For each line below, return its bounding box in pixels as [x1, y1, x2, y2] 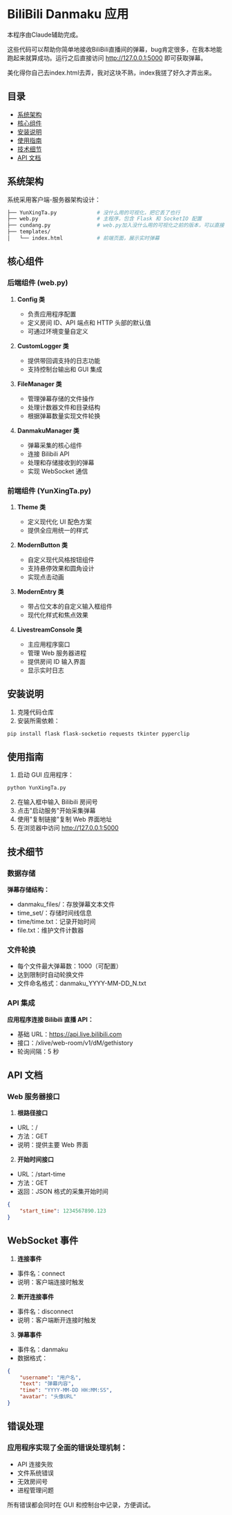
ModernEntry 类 [17, 587, 64, 595]
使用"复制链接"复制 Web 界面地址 [17, 815, 113, 823]
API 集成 [7, 998, 35, 1008]
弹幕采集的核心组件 [27, 441, 83, 449]
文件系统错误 [17, 1469, 54, 1477]
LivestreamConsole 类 [17, 625, 83, 633]
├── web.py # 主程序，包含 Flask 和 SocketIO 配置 [7, 216, 202, 222]
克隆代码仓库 [17, 707, 54, 716]
